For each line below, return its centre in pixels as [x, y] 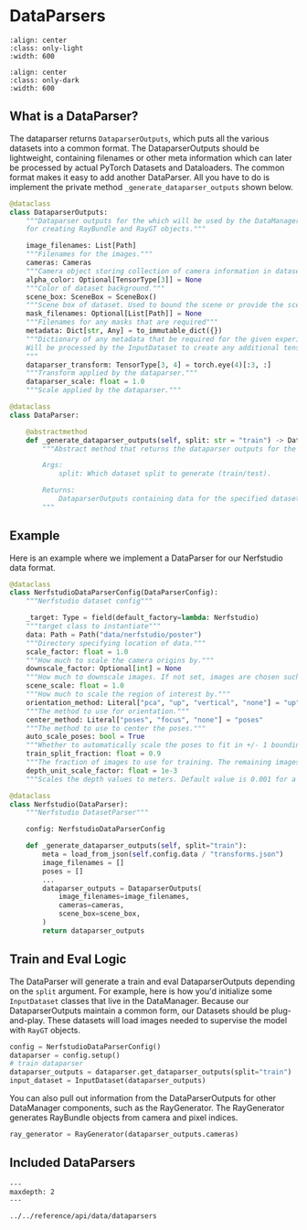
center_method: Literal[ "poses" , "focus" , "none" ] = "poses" [144, 720]
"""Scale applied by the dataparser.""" [104, 390]
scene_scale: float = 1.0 [75, 686]
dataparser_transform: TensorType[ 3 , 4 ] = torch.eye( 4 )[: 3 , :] [149, 365]
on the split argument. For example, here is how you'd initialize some [141, 991]
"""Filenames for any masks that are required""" [122, 322]
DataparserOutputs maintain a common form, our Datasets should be [139, 1011]
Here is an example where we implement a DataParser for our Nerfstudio [146, 558]
